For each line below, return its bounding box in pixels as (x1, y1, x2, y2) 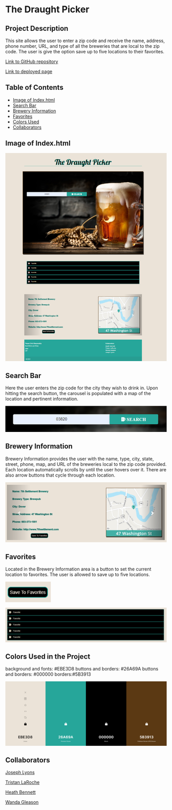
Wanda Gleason (5, 799, 39, 805)
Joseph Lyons (5, 769, 35, 776)
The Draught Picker (5, 4, 90, 15)
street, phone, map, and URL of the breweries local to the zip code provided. (5, 461, 167, 467)
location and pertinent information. (5, 396, 78, 402)
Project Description (5, 24, 69, 33)
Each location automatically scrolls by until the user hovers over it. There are (5, 466, 166, 472)
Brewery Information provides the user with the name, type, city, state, (5, 456, 154, 462)
